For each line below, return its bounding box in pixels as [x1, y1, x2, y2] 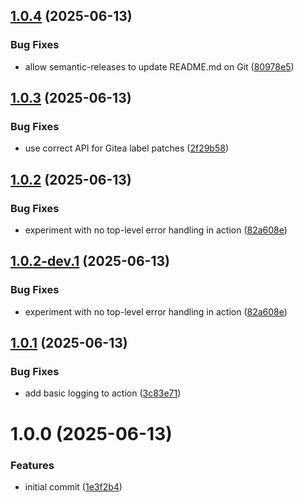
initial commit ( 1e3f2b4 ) [24, 480, 123, 493]
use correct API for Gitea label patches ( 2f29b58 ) [24, 142, 230, 154]
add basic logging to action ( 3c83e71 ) [24, 387, 182, 399]
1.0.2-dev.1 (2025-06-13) [10, 253, 170, 270]
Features [10, 458, 55, 472]
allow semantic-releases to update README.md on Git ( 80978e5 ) [24, 60, 295, 73]
